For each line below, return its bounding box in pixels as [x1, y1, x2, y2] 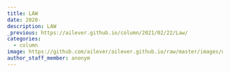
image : [7, 49, 26, 56]
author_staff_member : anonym [7, 55, 90, 62]
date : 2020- [7, 16, 41, 23]
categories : [7, 36, 41, 43]
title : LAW [7, 10, 38, 17]
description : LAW [7, 23, 57, 29]
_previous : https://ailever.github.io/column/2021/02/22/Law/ [7, 29, 188, 36]
